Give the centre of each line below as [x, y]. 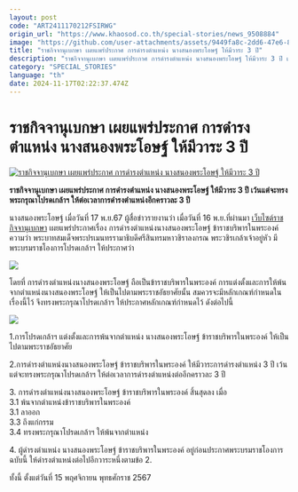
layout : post [33, 17]
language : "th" [37, 75]
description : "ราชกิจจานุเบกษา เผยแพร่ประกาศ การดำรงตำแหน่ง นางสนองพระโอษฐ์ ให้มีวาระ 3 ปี [146, 59]
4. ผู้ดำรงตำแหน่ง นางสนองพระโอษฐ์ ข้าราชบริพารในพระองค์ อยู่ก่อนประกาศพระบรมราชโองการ [146, 449]
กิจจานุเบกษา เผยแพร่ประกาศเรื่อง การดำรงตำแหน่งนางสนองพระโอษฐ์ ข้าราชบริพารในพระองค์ [144, 227]
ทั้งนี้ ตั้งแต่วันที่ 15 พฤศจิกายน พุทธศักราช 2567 [80, 477]
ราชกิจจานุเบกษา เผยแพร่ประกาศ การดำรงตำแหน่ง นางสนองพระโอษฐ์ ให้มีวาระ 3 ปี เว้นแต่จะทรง [149, 190]
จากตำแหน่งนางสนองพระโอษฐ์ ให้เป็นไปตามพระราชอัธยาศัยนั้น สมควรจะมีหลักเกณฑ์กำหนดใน [145, 292]
